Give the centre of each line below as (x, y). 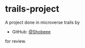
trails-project (32, 9)
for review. (16, 41)
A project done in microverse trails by (42, 22)
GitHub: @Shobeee (31, 32)
